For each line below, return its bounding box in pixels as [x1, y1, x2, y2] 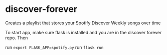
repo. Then [5, 35, 28, 41]
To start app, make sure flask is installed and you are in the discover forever [5, 29, 162, 35]
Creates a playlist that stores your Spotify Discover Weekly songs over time [5, 20, 161, 26]
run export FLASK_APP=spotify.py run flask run [5, 44, 104, 50]
